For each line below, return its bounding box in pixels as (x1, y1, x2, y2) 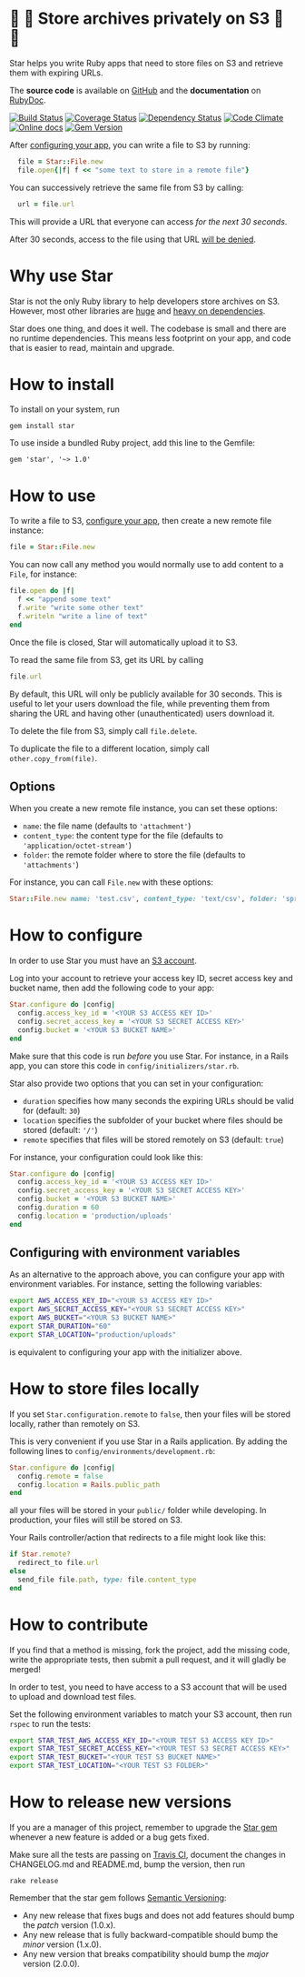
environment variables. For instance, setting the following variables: (9, 1279, 262, 1290)
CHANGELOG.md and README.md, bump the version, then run (9, 1859, 245, 1870)
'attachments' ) (22, 859, 79, 870)
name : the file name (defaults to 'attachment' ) (22, 820, 192, 831)
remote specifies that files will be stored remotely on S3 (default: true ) (22, 1134, 284, 1145)
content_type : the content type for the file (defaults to (22, 830, 224, 841)
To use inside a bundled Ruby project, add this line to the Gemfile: (9, 437, 256, 448)
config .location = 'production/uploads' (17, 1211, 172, 1220)
